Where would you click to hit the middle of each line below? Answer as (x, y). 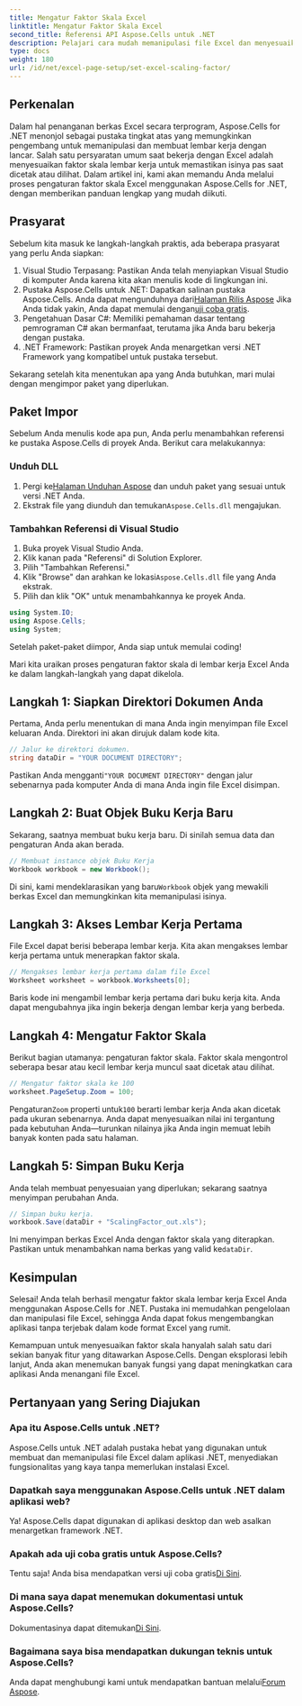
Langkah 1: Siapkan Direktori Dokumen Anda (136, 702)
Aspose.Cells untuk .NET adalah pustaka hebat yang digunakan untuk (138, 1447)
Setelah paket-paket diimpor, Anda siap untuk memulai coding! (125, 646)
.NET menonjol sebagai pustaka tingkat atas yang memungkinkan (130, 135)
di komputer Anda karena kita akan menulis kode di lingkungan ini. (145, 279)
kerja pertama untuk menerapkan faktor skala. (95, 955)
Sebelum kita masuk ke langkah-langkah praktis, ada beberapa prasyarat (145, 243)
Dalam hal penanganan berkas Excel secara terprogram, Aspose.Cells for (145, 126)
